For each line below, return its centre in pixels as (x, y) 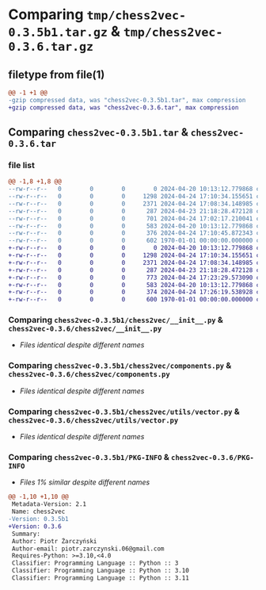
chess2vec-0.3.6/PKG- (213, 458)
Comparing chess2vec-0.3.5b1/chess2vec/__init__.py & (116, 320)
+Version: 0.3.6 (35, 526)
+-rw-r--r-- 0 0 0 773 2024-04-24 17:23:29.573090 (131, 278)
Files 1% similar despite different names (85, 482)
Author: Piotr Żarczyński (54, 541)
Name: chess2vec (38, 512)
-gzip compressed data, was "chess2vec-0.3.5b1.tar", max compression (127, 100)
